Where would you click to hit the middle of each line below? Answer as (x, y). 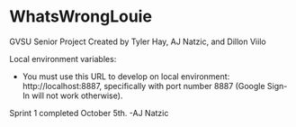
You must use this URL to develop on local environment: (126, 76)
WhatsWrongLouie (81, 17)
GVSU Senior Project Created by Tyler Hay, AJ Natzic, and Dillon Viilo (138, 41)
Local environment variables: (63, 59)
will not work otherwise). (77, 95)
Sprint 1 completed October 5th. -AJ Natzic (89, 113)
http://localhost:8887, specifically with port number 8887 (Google (144, 86)
